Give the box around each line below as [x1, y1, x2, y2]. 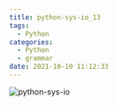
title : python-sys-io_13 [9, 12, 101, 22]
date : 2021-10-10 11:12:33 [9, 63, 109, 72]
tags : [9, 21, 29, 30]
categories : [9, 37, 53, 47]
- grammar [17, 54, 53, 63]
